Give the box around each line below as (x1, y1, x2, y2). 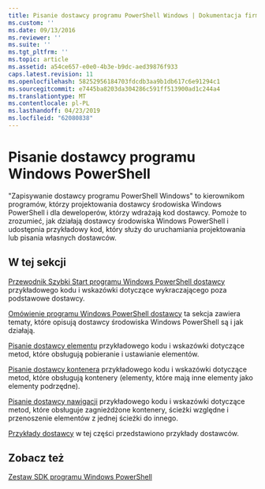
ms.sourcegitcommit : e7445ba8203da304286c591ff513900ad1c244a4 (8, 84, 221, 93)
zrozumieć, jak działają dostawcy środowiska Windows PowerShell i (8, 216, 229, 226)
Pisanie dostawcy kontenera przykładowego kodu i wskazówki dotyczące (8, 364, 247, 374)
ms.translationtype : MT (8, 92, 87, 100)
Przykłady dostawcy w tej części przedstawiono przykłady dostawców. (8, 428, 239, 438)
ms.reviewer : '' (8, 33, 62, 42)
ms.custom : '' (8, 19, 55, 27)
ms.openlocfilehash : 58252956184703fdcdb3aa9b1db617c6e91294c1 (8, 77, 221, 85)
